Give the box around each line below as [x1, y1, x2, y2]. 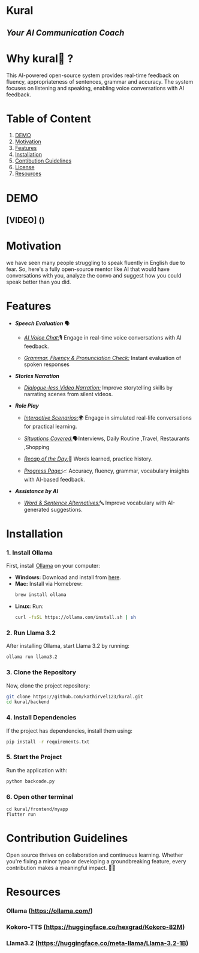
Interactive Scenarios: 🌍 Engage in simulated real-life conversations [23, 414, 192, 421]
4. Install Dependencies [6, 713, 77, 722]
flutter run [6, 812, 36, 818]
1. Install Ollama [6, 548, 53, 557]
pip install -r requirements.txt [6, 739, 90, 745]
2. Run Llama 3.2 [6, 629, 56, 637]
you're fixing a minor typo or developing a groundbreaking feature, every [6, 857, 186, 865]
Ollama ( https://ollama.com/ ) [6, 907, 93, 915]
